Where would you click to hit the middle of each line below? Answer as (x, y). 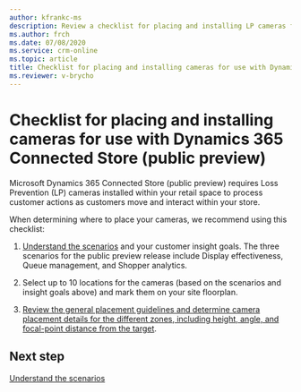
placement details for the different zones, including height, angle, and (150, 319)
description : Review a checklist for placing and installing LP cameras (148, 26)
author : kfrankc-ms (46, 17)
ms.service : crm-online (54, 51)
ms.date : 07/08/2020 (48, 43)
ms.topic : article (43, 59)
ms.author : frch (39, 34)
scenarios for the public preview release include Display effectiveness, (153, 255)
